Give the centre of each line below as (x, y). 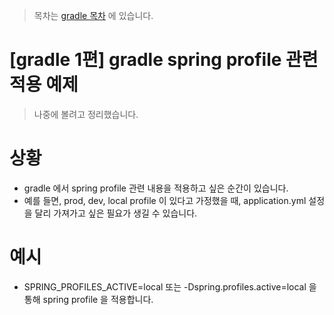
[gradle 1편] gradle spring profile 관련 (164, 60)
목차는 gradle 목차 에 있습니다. (93, 15)
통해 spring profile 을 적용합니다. (88, 299)
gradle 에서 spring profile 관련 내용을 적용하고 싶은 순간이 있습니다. (156, 188)
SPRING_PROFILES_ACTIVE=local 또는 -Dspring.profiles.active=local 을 (170, 286)
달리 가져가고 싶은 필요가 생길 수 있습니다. (116, 213)
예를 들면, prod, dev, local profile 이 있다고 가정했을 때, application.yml (165, 200)
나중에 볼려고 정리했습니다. (86, 114)
